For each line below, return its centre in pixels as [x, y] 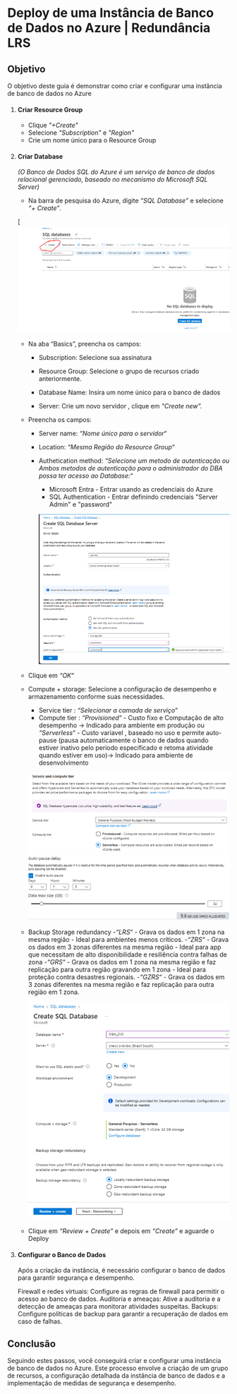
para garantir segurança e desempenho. [76, 1278]
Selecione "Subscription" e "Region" [81, 133]
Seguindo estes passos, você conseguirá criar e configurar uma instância [114, 1361]
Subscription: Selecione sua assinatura [95, 358]
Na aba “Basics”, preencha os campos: [85, 344]
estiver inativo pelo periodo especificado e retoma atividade [126, 747]
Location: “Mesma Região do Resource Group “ [107, 447]
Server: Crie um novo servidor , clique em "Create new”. [120, 406]
